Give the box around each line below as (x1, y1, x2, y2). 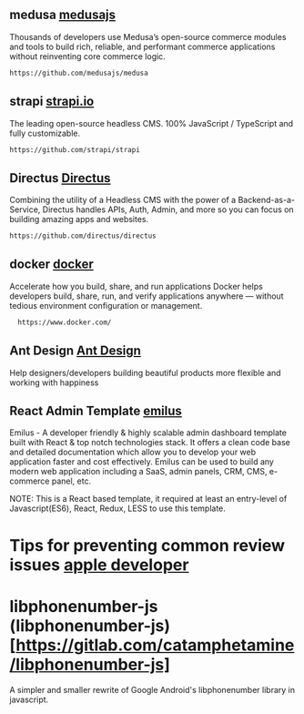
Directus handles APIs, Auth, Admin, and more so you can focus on (42, 204, 294, 215)
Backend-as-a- (238, 195, 296, 206)
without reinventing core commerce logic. (9, 50, 166, 62)
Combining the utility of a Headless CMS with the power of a (9, 195, 237, 206)
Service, (9, 204, 41, 215)
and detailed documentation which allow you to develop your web (9, 446, 257, 458)
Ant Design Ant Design (9, 343, 141, 359)
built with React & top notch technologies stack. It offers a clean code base (9, 437, 291, 448)
